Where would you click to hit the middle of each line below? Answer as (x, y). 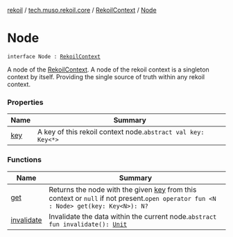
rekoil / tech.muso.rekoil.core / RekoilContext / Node (82, 10)
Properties (25, 102)
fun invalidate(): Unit (88, 224)
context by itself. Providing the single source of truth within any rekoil (106, 76)
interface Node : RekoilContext (54, 56)
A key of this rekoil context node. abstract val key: (121, 132)
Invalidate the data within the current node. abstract (132, 216)
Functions (24, 160)
